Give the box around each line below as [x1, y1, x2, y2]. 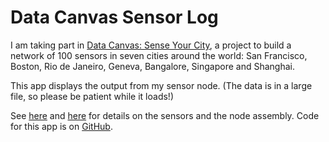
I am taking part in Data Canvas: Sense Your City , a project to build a [10, 39, 292, 51]
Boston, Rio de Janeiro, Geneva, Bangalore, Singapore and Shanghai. [10, 60, 295, 72]
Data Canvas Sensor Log [10, 6, 219, 29]
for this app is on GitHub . [10, 120, 113, 132]
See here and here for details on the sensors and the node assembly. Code [10, 109, 320, 121]
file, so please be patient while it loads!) [10, 90, 174, 102]
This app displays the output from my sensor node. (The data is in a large [10, 79, 313, 91]
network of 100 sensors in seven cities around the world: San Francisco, [10, 49, 308, 61]
